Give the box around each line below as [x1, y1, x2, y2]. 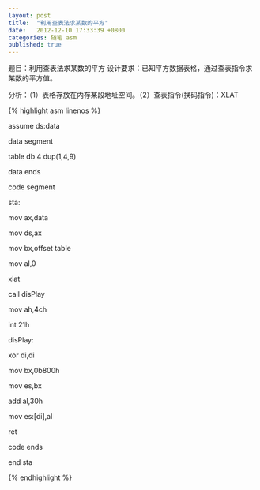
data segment [8, 137, 54, 146]
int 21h [8, 320, 30, 330]
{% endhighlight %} [8, 473, 73, 482]
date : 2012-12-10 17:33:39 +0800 [8, 26, 126, 34]
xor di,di [8, 350, 35, 360]
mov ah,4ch [8, 305, 47, 314]
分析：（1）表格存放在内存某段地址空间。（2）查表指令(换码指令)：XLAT [8, 90, 239, 99]
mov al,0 [8, 259, 36, 268]
